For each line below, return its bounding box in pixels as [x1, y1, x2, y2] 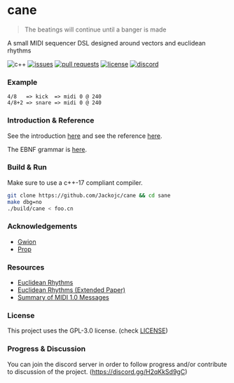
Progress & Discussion [7, 344, 86, 354]
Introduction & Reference [7, 116, 95, 125]
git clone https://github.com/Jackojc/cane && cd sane [7, 192, 171, 199]
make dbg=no [7, 198, 42, 205]
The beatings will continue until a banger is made [24, 25, 167, 34]
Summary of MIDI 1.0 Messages [17, 293, 110, 302]
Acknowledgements [7, 221, 78, 231]
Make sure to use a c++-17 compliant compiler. [7, 178, 143, 187]
